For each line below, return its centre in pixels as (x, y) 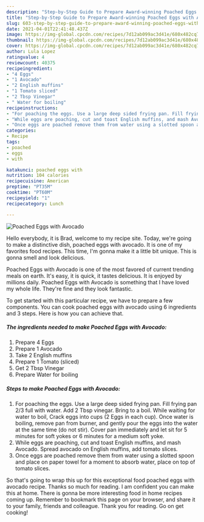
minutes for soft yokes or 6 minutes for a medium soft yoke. (90, 436)
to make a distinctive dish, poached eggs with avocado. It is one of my (94, 244)
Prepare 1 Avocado (39, 349)
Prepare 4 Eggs (35, 342)
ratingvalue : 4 (25, 57)
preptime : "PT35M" (29, 187)
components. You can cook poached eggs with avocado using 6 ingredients (101, 307)
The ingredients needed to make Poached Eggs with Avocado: (87, 327)
